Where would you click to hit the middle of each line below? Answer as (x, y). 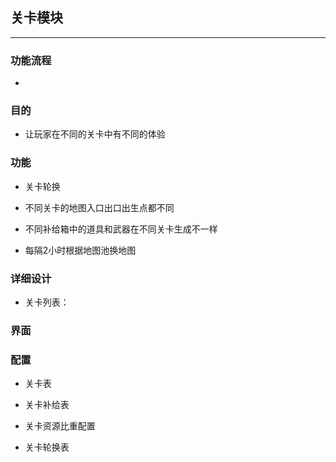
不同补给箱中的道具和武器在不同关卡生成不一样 (121, 229)
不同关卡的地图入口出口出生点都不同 (99, 207)
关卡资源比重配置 (60, 426)
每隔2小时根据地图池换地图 (80, 250)
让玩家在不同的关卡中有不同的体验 (95, 134)
